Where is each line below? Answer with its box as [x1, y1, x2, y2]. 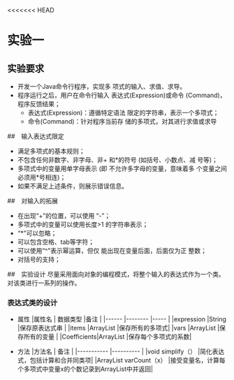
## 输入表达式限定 [7, 132, 64, 140]
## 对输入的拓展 [7, 197, 58, 205]
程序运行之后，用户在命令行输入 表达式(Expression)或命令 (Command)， [17, 91, 226, 99]
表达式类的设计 [7, 298, 58, 307]
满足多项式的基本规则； [17, 147, 85, 155]
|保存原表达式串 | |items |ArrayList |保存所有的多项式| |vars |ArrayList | [17, 324, 220, 332]
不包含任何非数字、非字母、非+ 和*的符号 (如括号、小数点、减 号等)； [17, 156, 219, 163]
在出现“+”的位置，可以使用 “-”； [17, 212, 111, 219]
